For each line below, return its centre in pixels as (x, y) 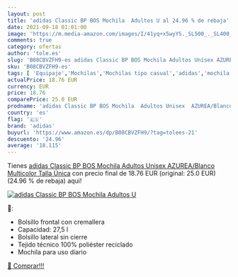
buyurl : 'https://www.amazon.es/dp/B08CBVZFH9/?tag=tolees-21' (103, 132)
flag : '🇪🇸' (25, 119)
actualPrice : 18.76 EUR (42, 80)
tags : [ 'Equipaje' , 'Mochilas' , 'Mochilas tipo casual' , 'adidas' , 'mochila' (120, 73)
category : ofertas (34, 47)
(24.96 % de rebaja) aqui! (45, 181)
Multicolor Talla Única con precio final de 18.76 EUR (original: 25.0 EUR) (112, 174)
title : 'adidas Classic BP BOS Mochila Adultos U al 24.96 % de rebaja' (119, 21)
